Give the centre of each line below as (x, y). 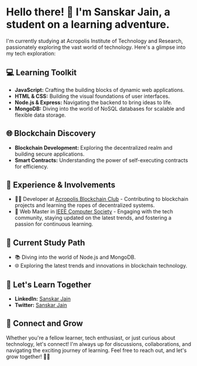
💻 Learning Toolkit (41, 73)
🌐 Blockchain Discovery (51, 133)
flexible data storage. (40, 115)
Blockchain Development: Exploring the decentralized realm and (94, 147)
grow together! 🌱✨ (28, 357)
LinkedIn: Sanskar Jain (43, 299)
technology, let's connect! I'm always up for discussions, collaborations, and (98, 344)
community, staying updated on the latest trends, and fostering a (93, 218)
